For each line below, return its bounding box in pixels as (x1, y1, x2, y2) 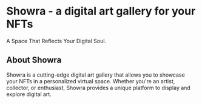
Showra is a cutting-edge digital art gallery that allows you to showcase (6, 71, 185, 78)
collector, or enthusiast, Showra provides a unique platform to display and (6, 84, 191, 91)
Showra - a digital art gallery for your (6, 4, 196, 18)
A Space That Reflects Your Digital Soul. (6, 37, 107, 44)
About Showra (6, 55, 62, 65)
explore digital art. (6, 90, 52, 98)
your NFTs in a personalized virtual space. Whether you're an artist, (6, 77, 175, 85)
